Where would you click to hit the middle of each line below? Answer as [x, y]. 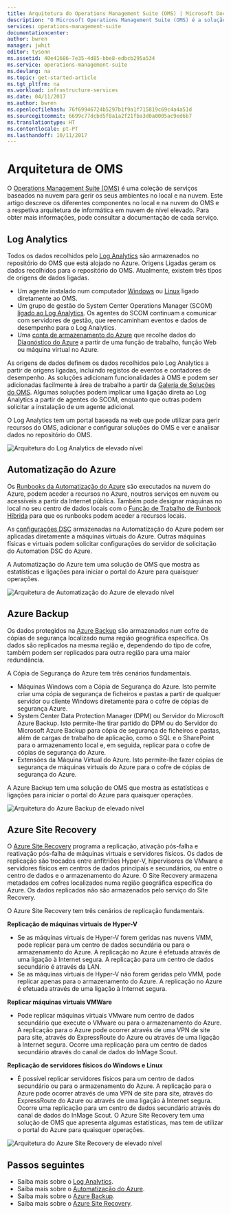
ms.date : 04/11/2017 [37, 97]
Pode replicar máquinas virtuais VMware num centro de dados [106, 1016]
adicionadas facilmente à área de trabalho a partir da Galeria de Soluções [111, 385]
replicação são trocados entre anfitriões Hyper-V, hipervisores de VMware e [115, 861]
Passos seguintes [46, 1165]
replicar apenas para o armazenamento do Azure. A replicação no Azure [120, 981]
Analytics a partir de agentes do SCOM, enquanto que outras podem [104, 399]
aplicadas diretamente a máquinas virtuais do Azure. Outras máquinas [107, 536]
